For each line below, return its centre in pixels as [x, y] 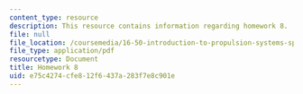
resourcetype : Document [54, 59]
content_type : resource [54, 17]
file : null [30, 34]
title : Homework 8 [44, 68]
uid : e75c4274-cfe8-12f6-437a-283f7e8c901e [92, 76]
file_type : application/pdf [62, 51]
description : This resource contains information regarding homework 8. [149, 26]
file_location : [38, 43]
